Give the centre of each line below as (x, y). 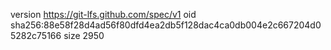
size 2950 (84, 35)
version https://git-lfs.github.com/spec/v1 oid (103, 14)
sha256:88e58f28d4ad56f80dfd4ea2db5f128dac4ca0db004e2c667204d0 (166, 25)
